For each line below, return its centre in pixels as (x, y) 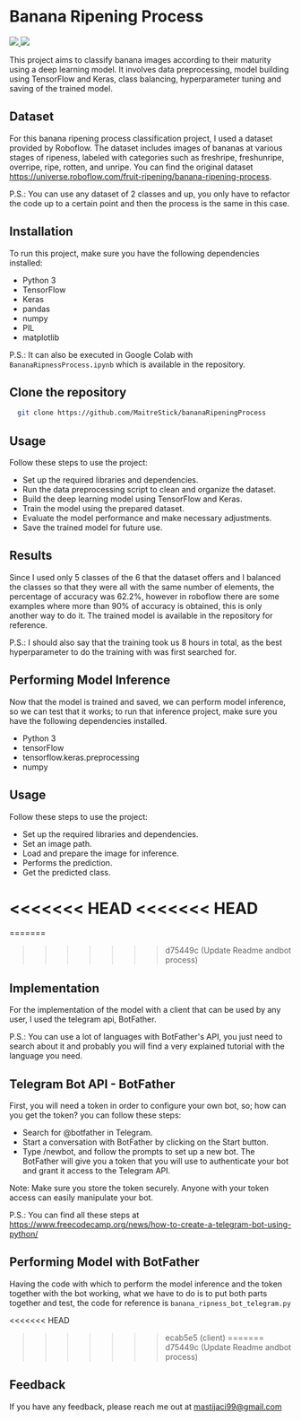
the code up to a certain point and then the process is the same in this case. (150, 203)
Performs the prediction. (67, 862)
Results (31, 556)
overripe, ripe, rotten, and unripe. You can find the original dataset (131, 167)
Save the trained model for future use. (92, 527)
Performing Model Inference (90, 680)
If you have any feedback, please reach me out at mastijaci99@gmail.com (146, 1407)
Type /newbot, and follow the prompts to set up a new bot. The (138, 1152)
